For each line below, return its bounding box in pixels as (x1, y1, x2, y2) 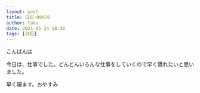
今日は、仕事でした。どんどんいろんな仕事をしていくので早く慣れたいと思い (6, 61, 195, 68)
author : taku (6, 20, 39, 26)
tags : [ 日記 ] (6, 31, 37, 37)
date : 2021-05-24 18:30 (6, 25, 66, 32)
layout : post (6, 8, 39, 15)
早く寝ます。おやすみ (6, 81, 59, 88)
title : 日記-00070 (6, 14, 50, 20)
